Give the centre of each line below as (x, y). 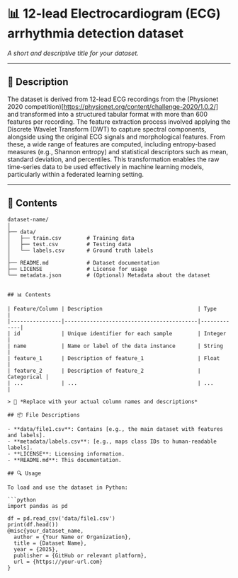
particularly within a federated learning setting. (75, 174)
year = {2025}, (36, 549)
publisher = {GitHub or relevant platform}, (80, 555)
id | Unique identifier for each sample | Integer (120, 333)
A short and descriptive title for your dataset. (73, 53)
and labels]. (27, 435)
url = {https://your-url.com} (58, 562)
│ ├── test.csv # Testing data (69, 244)
